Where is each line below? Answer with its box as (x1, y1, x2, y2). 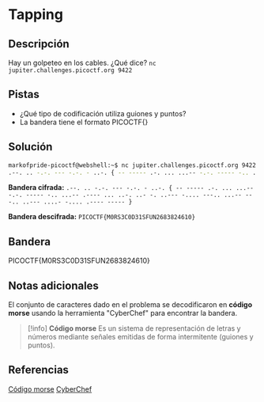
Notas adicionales (8, 279, 99, 292)
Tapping (8, 6, 63, 24)
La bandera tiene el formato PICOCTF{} (19, 117, 149, 127)
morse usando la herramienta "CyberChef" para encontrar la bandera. (8, 309, 238, 317)
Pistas (8, 88, 40, 101)
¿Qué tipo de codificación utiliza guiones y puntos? (19, 108, 187, 118)
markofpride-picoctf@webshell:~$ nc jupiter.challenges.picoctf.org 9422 (8, 161, 257, 169)
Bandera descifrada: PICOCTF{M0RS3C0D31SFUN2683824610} (8, 212, 196, 222)
